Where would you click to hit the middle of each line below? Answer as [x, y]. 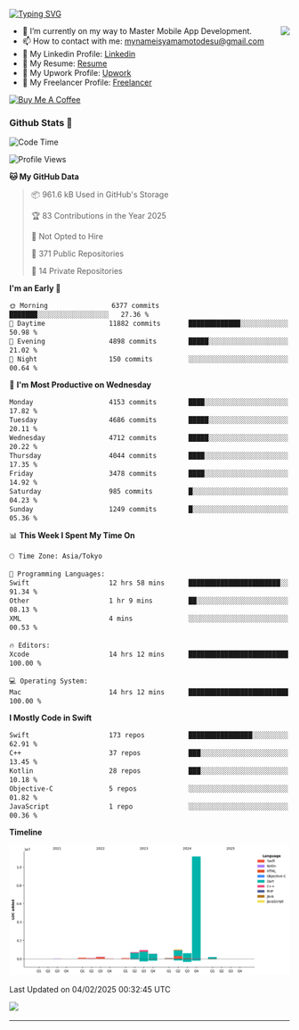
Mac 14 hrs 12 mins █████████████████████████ [149, 693]
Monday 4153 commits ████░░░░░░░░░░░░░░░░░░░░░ [149, 403]
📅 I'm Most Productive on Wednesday [80, 385]
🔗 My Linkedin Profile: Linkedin [79, 54]
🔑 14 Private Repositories [77, 271]
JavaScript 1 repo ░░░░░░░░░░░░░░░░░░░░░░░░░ [149, 807]
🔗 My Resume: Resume [65, 63]
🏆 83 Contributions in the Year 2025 [99, 216]
